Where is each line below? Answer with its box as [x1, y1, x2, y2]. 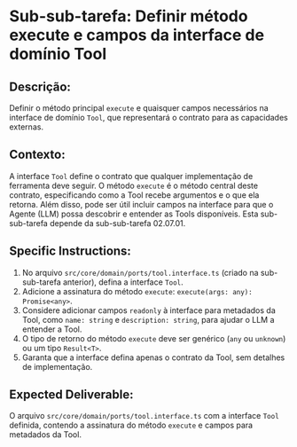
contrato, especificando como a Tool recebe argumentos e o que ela [9, 189, 260, 200]
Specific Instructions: [9, 244, 131, 259]
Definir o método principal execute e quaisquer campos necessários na [9, 103, 269, 113]
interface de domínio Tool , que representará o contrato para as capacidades [9, 113, 288, 122]
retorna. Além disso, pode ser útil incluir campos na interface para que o [9, 199, 274, 209]
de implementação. [21, 361, 93, 372]
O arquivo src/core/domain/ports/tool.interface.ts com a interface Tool [9, 411, 279, 421]
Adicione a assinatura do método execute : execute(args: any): [21, 286, 253, 296]
